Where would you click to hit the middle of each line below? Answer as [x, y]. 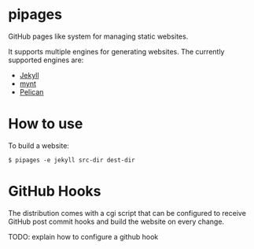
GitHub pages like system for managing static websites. [98, 36]
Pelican [31, 91]
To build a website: [39, 145]
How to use [46, 124]
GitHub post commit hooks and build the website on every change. [116, 221]
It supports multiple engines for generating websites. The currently [116, 51]
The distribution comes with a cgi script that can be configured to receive [127, 213]
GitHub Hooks [55, 191]
